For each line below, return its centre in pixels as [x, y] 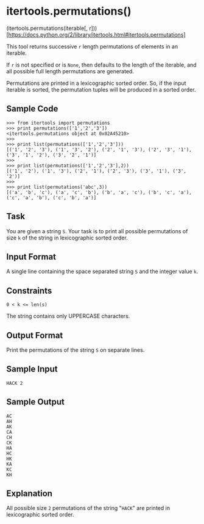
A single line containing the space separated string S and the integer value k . [102, 271]
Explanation [30, 494]
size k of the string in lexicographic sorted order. [67, 238]
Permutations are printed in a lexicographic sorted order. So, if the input [97, 83]
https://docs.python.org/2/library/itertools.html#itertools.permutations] [97, 34]
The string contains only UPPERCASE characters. [68, 316]
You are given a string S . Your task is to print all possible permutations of [97, 231]
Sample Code [32, 109]
